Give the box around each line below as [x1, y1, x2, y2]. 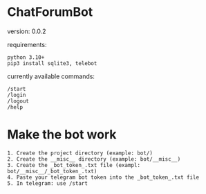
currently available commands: [7, 72, 95, 80]
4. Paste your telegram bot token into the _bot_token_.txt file [7, 174, 199, 181]
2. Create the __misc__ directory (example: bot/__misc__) [7, 155, 181, 163]
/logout [7, 98, 30, 105]
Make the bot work [7, 127, 117, 143]
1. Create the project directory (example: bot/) [7, 150, 153, 157]
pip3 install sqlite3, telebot [7, 60, 97, 67]
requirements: [7, 40, 47, 48]
